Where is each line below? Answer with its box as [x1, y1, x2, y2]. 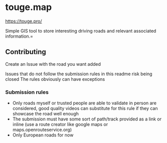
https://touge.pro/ [5, 18, 42, 24]
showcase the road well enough [12, 111, 79, 117]
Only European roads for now [12, 132, 74, 138]
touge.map [5, 2, 52, 13]
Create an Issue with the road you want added [5, 61, 101, 67]
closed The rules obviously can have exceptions [5, 76, 105, 82]
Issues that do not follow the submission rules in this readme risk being [5, 71, 152, 77]
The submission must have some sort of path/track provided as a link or [12, 116, 162, 122]
